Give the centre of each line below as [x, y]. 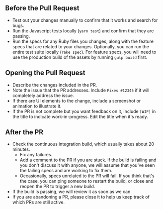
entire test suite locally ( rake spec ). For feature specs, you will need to [84, 52]
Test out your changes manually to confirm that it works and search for [85, 20]
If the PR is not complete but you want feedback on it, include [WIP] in [84, 111]
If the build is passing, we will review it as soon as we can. [72, 192]
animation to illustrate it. [37, 106]
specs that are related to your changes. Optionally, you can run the [81, 46]
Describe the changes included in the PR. [55, 85]
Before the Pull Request [42, 8]
